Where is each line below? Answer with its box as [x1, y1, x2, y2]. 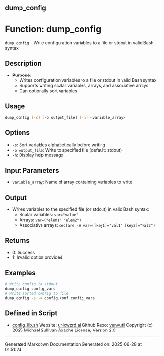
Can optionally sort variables [19, 88, 77, 94]
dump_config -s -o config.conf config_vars [5, 295, 95, 301]
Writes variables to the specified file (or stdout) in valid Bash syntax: [12, 206, 150, 212]
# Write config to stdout [5, 281, 58, 286]
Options [5, 128, 30, 137]
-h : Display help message [12, 152, 63, 158]
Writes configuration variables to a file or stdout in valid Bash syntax [19, 77, 157, 83]
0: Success [12, 250, 35, 255]
